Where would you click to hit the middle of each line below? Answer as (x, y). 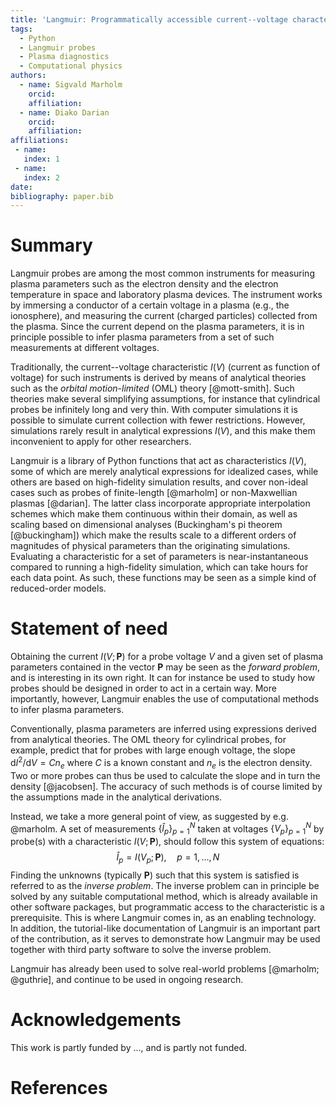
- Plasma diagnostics (64, 57)
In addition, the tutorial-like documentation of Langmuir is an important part (165, 928)
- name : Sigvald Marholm (71, 85)
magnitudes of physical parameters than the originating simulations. (150, 546)
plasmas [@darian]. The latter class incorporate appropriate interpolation (160, 503)
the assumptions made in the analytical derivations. (116, 797)
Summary (51, 245)
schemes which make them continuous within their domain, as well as (154, 514)
